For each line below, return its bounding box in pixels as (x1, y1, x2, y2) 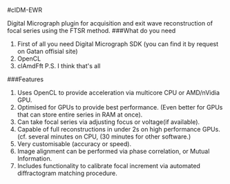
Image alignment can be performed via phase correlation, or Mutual (17, 147, 210, 155)
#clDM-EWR (7, 6, 43, 14)
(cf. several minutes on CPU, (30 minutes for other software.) (17, 132, 191, 141)
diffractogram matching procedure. (17, 169, 117, 177)
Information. (17, 154, 52, 163)
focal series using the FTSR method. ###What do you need (7, 27, 176, 34)
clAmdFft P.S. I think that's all (17, 62, 101, 70)
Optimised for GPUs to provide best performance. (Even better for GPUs (17, 103, 223, 111)
